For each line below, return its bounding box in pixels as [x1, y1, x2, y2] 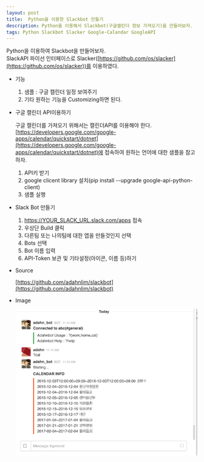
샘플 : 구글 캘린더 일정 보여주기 [24, 88, 97, 95]
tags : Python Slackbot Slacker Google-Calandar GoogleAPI [6, 29, 156, 35]
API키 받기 [24, 169, 50, 176]
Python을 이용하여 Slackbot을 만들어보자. [6, 47, 106, 55]
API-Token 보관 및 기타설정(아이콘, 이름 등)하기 [24, 255, 137, 262]
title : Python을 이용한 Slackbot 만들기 [6, 16, 104, 22]
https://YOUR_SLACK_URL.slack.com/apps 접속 [24, 216, 143, 224]
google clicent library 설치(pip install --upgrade [24, 177, 142, 184]
